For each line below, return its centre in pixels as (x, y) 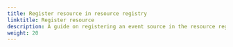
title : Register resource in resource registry (77, 13)
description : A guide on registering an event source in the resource (111, 26)
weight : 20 (23, 33)
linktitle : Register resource (51, 20)
